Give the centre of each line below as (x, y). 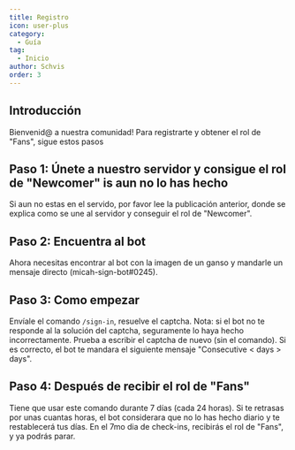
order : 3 (25, 75)
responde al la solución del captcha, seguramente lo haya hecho (127, 331)
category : (27, 34)
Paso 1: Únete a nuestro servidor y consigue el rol (148, 169)
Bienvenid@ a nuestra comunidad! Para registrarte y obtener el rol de (135, 132)
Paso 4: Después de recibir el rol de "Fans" (129, 387)
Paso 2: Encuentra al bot (77, 241)
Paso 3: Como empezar (74, 300)
